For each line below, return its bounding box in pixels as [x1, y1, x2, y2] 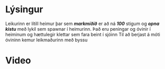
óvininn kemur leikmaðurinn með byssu [5, 37, 88, 43]
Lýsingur [5, 4, 43, 15]
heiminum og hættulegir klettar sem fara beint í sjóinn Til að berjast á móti [5, 31, 160, 37]
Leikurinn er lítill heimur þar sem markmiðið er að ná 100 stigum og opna [5, 20, 159, 27]
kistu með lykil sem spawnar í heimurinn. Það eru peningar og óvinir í [5, 26, 151, 32]
